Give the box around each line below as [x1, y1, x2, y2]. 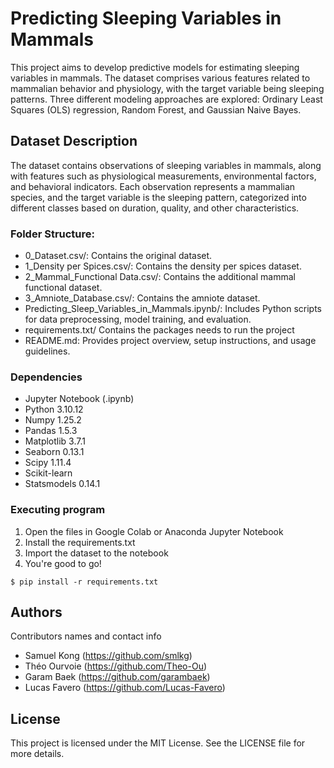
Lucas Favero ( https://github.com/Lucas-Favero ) [24, 682, 226, 694]
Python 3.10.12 [24, 403, 84, 416]
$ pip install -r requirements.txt [10, 577, 159, 587]
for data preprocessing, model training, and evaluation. [24, 313, 252, 326]
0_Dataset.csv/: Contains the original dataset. [24, 250, 213, 262]
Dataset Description [10, 133, 138, 150]
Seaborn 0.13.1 [24, 446, 85, 458]
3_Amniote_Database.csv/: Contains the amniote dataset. [24, 292, 261, 304]
